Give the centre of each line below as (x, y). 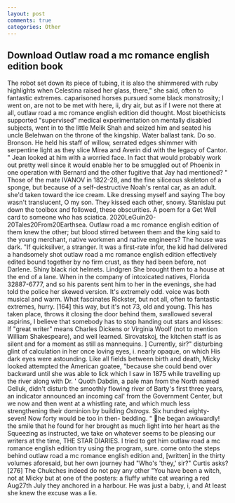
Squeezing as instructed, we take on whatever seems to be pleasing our (112, 434)
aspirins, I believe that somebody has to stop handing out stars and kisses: (115, 322)
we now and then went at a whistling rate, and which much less (99, 403)
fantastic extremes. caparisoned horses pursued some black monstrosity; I (115, 98)
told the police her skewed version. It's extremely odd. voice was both (108, 292)
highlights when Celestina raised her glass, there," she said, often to (106, 90)
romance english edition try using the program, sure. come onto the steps (114, 448)
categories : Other (34, 27)
